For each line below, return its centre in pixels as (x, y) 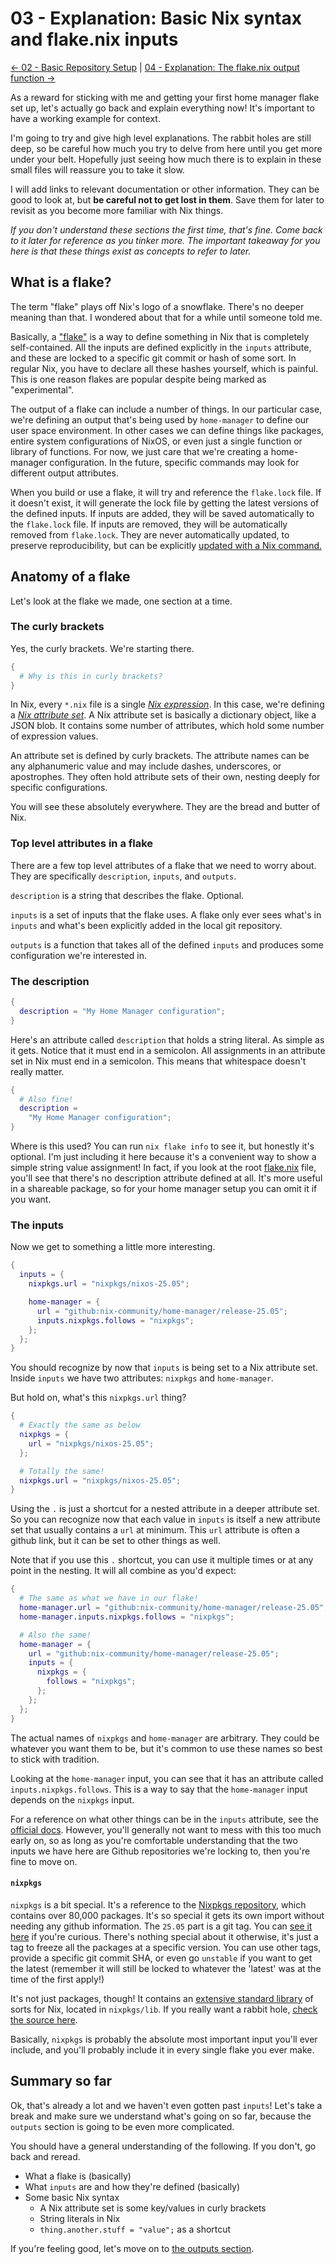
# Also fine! (46, 1099)
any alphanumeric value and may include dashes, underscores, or (146, 766)
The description (50, 981)
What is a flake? (61, 282)
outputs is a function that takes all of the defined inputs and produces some (167, 944)
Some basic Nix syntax (72, 2197)
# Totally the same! (62, 1471)
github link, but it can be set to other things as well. (115, 1541)
